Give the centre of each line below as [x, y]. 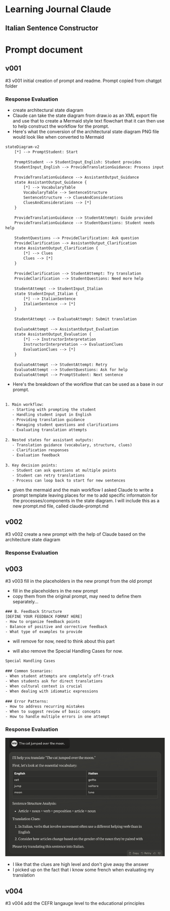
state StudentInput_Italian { [46, 294]
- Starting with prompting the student [54, 409]
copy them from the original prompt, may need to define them [77, 597]
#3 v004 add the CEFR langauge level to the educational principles [75, 903]
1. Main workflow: [25, 404]
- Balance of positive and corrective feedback [56, 627]
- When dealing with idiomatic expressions [52, 691]
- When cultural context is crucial [44, 686]
